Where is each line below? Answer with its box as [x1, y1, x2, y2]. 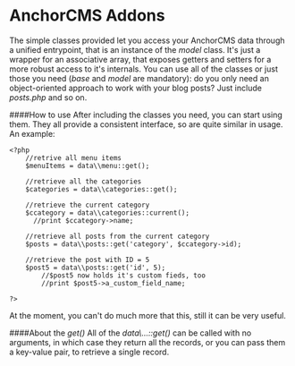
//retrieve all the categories [25, 176, 142, 186]
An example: [9, 128, 55, 139]
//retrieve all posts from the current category [25, 232, 210, 241]
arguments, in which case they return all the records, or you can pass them [9, 336, 286, 347]
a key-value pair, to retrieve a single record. [9, 346, 170, 357]
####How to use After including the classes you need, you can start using [9, 109, 283, 120]
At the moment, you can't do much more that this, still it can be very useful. [9, 310, 286, 320]
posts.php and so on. [9, 91, 88, 103]
